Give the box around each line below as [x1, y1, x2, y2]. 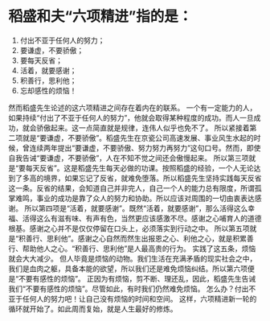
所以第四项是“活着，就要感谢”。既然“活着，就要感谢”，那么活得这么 [23, 203, 248, 213]
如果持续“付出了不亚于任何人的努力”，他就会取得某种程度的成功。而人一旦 [8, 113, 255, 122]
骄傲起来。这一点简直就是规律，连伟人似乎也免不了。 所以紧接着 [35, 122, 250, 133]
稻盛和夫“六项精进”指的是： [8, 7, 193, 26]
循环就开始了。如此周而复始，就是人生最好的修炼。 [8, 303, 178, 314]
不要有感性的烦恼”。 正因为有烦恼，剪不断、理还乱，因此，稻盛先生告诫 [18, 274, 256, 283]
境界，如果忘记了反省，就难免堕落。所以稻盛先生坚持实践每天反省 [43, 173, 262, 183]
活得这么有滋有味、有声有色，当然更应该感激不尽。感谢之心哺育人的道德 [22, 213, 262, 223]
